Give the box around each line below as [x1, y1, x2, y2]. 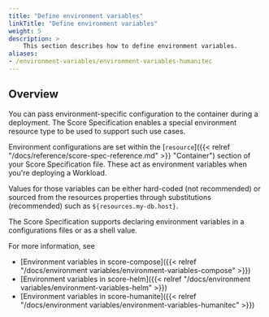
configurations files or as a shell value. [8, 225, 138, 235]
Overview [8, 87, 59, 102]
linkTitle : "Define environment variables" [8, 20, 158, 28]
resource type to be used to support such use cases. [8, 126, 186, 136]
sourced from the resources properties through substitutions [8, 192, 211, 202]
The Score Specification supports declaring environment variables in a [8, 216, 245, 226]
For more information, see [8, 241, 95, 250]
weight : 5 [8, 27, 42, 35]
